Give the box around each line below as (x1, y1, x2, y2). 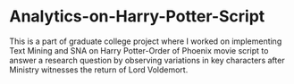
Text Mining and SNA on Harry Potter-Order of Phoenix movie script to (9, 45, 269, 55)
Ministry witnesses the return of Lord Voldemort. (9, 64, 189, 75)
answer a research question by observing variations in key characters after (9, 55, 285, 65)
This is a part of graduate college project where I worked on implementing (9, 36, 282, 46)
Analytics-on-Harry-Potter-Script (9, 6, 265, 27)
